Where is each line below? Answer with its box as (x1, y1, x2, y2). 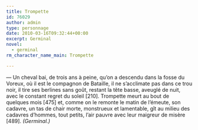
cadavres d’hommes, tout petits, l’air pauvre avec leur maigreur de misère (6, 111, 186, 118)
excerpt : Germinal (6, 36, 51, 42)
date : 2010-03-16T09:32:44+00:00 (6, 31, 89, 36)
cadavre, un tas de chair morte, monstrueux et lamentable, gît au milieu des (6, 105, 190, 112)
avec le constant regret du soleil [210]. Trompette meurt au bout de (6, 92, 170, 99)
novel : (6, 42, 22, 48)
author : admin (6, 19, 41, 25)
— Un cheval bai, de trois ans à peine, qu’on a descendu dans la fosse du (6, 74, 185, 81)
